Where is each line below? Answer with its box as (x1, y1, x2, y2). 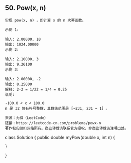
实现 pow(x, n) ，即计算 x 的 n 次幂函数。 (5, 18, 86, 23)
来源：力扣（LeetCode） (5, 115, 48, 120)
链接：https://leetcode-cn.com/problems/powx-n (5, 120, 101, 125)
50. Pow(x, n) (5, 4, 46, 12)
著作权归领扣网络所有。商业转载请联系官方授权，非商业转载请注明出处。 (5, 126, 129, 131)
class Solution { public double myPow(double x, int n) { (5, 134, 115, 140)
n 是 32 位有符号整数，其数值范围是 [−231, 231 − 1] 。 (5, 106, 110, 111)
